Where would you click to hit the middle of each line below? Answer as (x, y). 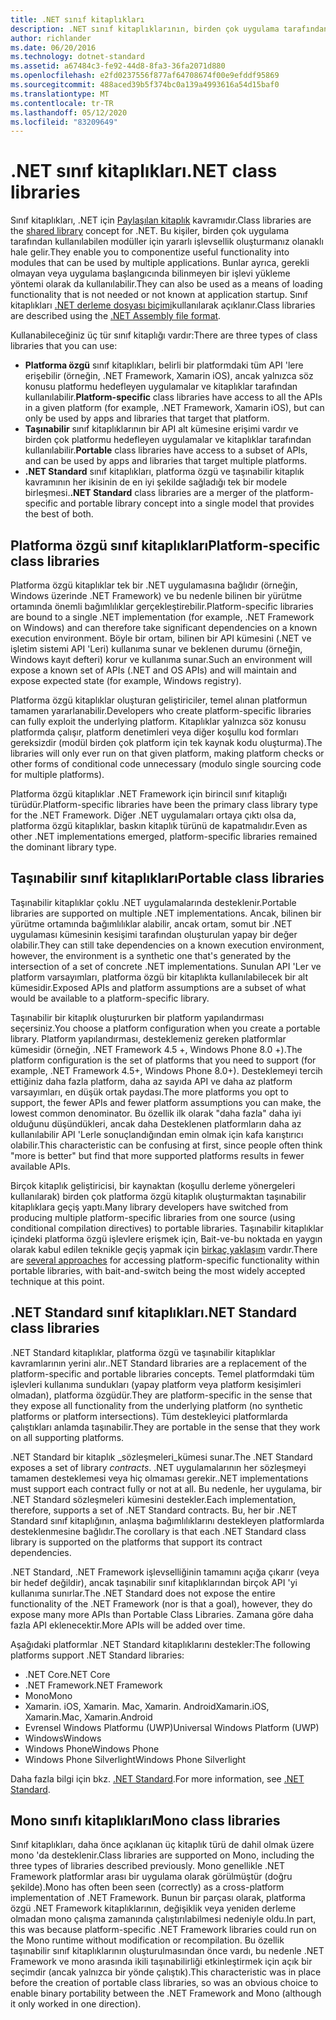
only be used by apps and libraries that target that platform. (147, 418)
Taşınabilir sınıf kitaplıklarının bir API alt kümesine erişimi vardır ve (161, 429)
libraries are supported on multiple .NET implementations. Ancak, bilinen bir (166, 913)
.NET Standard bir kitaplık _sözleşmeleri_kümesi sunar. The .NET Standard (161, 1457)
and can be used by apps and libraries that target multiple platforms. (166, 461)
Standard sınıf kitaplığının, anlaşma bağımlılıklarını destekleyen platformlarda (167, 1520)
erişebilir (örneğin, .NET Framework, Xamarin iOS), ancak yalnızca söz (169, 376)
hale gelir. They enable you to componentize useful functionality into (150, 252)
